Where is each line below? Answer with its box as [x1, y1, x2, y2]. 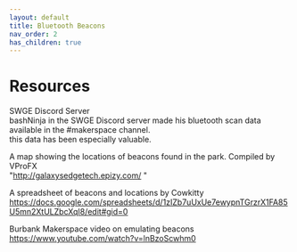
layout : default [9, 12, 70, 22]
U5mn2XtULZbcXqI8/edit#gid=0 [9, 207, 128, 217]
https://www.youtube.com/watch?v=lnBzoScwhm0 [9, 233, 196, 244]
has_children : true [9, 37, 82, 47]
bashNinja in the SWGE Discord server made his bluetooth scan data [9, 115, 261, 126]
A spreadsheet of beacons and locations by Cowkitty [9, 188, 204, 199]
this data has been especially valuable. [9, 134, 152, 145]
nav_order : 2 [9, 29, 58, 38]
